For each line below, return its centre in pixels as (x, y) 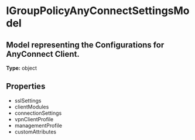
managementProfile (38, 125)
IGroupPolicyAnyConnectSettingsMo (98, 11)
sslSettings (28, 100)
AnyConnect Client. (43, 54)
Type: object (21, 68)
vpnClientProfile (34, 119)
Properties (26, 86)
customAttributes (35, 132)
